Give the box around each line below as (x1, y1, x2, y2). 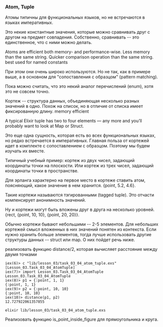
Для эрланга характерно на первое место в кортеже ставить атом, (5, 177, 145, 184)
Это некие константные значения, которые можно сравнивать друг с (5, 29, 150, 35)
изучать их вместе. (5, 148, 45, 154)
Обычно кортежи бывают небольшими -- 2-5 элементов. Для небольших (5, 221, 159, 227)
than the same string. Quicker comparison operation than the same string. (5, 54, 154, 60)
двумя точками (5, 251, 37, 257)
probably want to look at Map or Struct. (5, 123, 84, 129)
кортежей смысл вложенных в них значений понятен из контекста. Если (5, 226, 157, 232)
